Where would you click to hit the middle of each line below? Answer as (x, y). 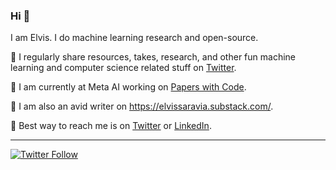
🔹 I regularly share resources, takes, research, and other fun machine (153, 57)
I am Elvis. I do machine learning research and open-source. (134, 38)
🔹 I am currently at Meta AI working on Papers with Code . (128, 87)
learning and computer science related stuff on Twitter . (123, 68)
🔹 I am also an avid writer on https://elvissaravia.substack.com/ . (142, 106)
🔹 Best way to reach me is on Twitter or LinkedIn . (111, 126)
